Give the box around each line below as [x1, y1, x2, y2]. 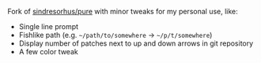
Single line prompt [18, 22, 79, 31]
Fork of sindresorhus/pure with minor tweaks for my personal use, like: [7, 7, 238, 16]
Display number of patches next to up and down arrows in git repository [18, 39, 254, 48]
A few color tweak [18, 47, 78, 56]
